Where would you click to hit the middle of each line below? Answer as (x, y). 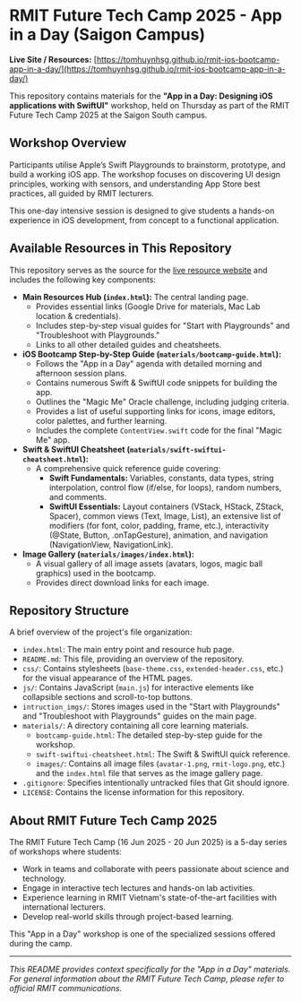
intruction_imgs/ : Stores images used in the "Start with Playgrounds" (151, 707)
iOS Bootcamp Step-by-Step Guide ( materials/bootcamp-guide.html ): (152, 354)
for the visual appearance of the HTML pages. (107, 678)
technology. (44, 878)
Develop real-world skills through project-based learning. (128, 917)
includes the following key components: (83, 280)
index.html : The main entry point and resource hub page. (128, 650)
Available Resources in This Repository (120, 249)
